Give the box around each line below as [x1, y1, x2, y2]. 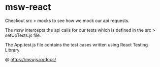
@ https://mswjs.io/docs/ [5, 56, 57, 62]
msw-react [5, 1, 51, 13]
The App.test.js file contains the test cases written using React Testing [5, 42, 148, 47]
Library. [5, 47, 21, 53]
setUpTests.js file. [5, 32, 41, 38]
